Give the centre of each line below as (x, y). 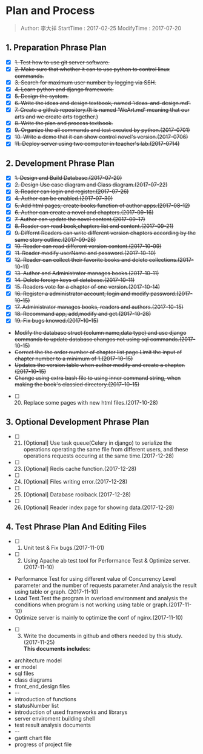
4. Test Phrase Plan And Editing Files (76, 526)
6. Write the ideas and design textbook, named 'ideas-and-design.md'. (103, 103)
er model (25, 667)
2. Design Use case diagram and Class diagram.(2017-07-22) (91, 185)
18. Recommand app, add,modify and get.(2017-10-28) (83, 314)
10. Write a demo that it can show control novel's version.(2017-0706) (101, 137)
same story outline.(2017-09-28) (55, 239)
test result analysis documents (53, 725)
